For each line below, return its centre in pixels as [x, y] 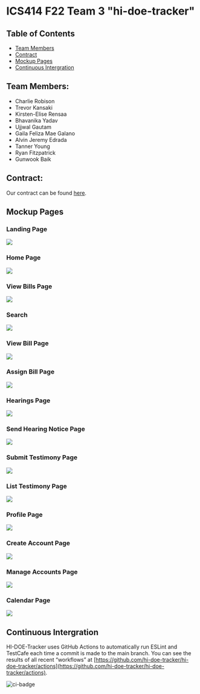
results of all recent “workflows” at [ [51, 659]
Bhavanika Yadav [37, 120]
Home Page [24, 258]
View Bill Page [27, 343]
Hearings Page [28, 400]
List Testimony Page [37, 486]
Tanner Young [32, 146]
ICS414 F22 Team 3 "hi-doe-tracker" [101, 11]
